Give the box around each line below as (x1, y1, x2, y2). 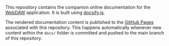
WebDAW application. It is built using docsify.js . (5, 9, 105, 15)
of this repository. (5, 35, 42, 41)
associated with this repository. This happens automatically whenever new (5, 24, 162, 30)
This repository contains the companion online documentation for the (5, 4, 151, 10)
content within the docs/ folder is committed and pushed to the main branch (5, 30, 164, 35)
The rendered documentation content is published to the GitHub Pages (5, 19, 154, 25)
